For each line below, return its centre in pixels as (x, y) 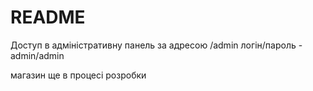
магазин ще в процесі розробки (78, 75)
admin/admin (37, 55)
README (48, 17)
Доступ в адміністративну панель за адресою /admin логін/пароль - (156, 45)
